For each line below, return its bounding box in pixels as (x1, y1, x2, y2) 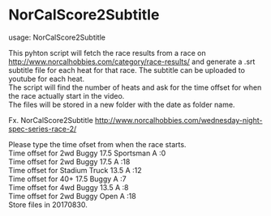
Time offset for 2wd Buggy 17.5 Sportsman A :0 (8, 148, 166, 158)
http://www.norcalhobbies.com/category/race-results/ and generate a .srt (8, 57, 256, 66)
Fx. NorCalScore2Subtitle (8, 115, 93, 125)
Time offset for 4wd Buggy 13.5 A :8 (8, 182, 129, 192)
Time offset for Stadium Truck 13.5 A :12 (8, 165, 142, 175)
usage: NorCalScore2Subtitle (8, 32, 105, 42)
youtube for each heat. (8, 74, 85, 83)
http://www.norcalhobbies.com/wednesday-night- (94, 115, 263, 125)
